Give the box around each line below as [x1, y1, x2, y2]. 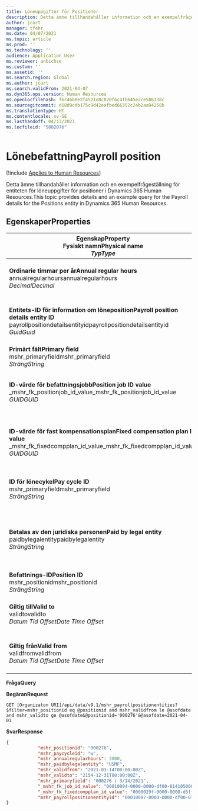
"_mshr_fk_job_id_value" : [37, 783, 101, 789]
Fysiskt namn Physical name [62, 242, 144, 250]
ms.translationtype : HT [6, 108, 65, 114]
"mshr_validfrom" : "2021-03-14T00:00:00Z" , [37, 767, 146, 773]
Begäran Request [6, 690, 48, 697]
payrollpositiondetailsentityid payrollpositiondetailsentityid [9, 320, 169, 329]
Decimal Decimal [9, 281, 55, 289]
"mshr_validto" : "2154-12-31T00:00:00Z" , [37, 773, 141, 778]
